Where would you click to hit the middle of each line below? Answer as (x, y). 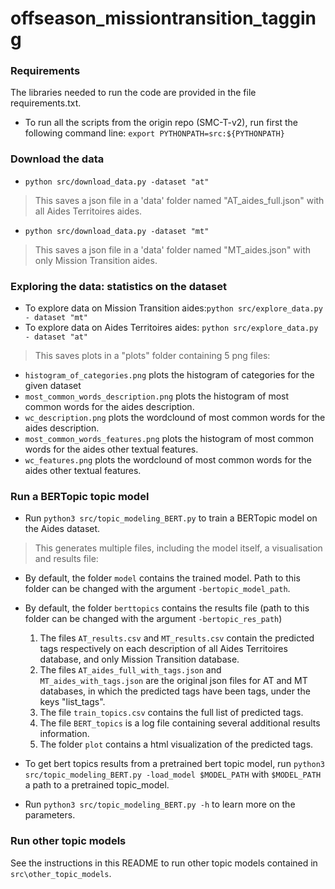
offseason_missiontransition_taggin (163, 18)
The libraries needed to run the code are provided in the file (133, 93)
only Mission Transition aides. (96, 260)
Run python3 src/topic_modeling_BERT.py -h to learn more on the (160, 804)
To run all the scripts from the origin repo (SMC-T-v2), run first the (161, 123)
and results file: (66, 559)
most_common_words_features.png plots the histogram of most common (169, 439)
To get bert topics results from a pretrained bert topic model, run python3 (174, 764)
